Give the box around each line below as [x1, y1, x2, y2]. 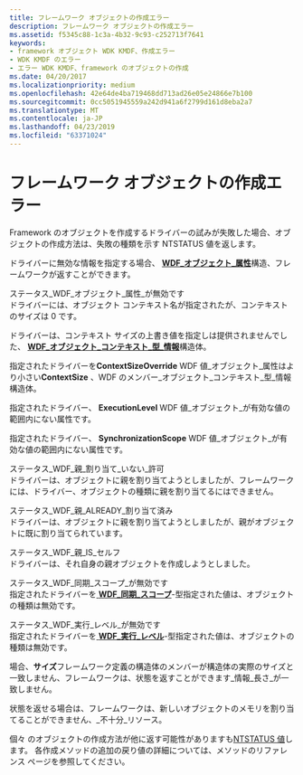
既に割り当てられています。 [24, 527, 128, 538]
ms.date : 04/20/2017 [9, 72, 88, 81]
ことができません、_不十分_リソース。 [24, 714, 167, 724]
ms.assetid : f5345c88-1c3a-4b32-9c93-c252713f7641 [9, 30, 204, 39]
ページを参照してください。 [26, 756, 130, 767]
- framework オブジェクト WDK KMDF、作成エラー [9, 47, 176, 56]
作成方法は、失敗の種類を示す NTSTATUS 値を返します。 [48, 238, 260, 249]
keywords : [9, 38, 47, 48]
